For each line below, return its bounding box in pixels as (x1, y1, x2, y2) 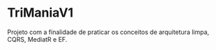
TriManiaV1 (7, 5, 74, 21)
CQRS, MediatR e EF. (7, 35, 68, 43)
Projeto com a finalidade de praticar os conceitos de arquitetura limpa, (7, 28, 210, 36)
